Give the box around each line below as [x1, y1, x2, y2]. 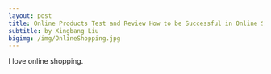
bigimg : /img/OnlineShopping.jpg [8, 34, 121, 43]
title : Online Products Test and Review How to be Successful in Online [8, 19, 258, 27]
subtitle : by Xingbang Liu [8, 27, 99, 35]
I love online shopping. [8, 56, 84, 66]
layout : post [8, 11, 52, 20]
